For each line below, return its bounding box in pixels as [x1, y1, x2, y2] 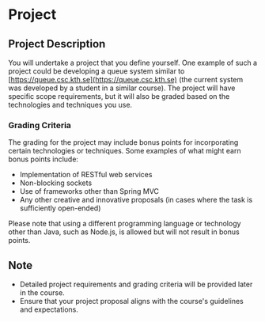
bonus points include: [8, 154, 79, 164]
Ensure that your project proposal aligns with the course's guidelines [19, 297, 244, 306]
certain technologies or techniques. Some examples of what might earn [8, 146, 241, 156]
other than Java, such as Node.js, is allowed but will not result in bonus [8, 227, 240, 237]
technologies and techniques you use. [8, 100, 133, 109]
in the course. [19, 288, 65, 297]
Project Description [8, 37, 106, 51]
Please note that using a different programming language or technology [8, 219, 241, 229]
